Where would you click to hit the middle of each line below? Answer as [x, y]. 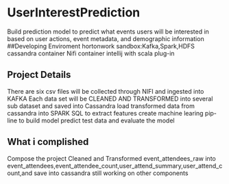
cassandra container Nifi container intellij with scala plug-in [91, 53]
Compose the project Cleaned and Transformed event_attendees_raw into [111, 158]
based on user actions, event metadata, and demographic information [106, 38]
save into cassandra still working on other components [111, 173]
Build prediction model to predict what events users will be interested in [108, 31]
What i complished [48, 142]
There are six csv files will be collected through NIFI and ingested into [106, 91]
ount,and [20, 173]
